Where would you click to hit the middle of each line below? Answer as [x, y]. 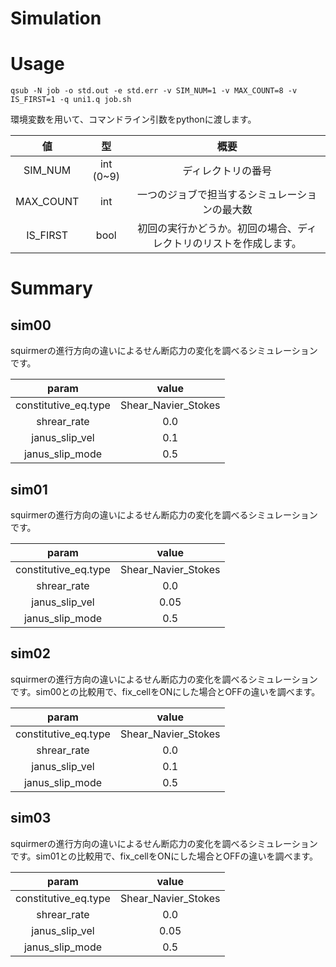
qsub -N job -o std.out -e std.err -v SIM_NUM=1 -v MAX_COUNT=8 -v [154, 91]
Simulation [56, 18]
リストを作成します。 [252, 244]
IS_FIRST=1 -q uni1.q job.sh [71, 100]
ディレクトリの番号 [227, 171]
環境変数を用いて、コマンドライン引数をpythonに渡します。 [133, 119]
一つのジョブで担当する [192, 195]
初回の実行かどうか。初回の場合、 [217, 229]
